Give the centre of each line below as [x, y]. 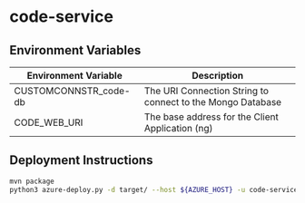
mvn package [32, 181]
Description [217, 76]
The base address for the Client [211, 117]
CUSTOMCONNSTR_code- [72, 91]
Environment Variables [75, 50]
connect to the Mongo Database [213, 102]
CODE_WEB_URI [49, 122]
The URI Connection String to [207, 91]
